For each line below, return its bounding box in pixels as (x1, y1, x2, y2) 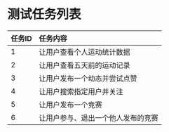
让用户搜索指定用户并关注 (39, 86, 124, 96)
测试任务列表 (7, 6, 82, 22)
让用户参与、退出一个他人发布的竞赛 (39, 113, 159, 123)
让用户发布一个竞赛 (39, 100, 103, 110)
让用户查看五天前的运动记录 (39, 60, 131, 70)
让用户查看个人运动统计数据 (39, 47, 131, 57)
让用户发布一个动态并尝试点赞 (39, 73, 138, 83)
